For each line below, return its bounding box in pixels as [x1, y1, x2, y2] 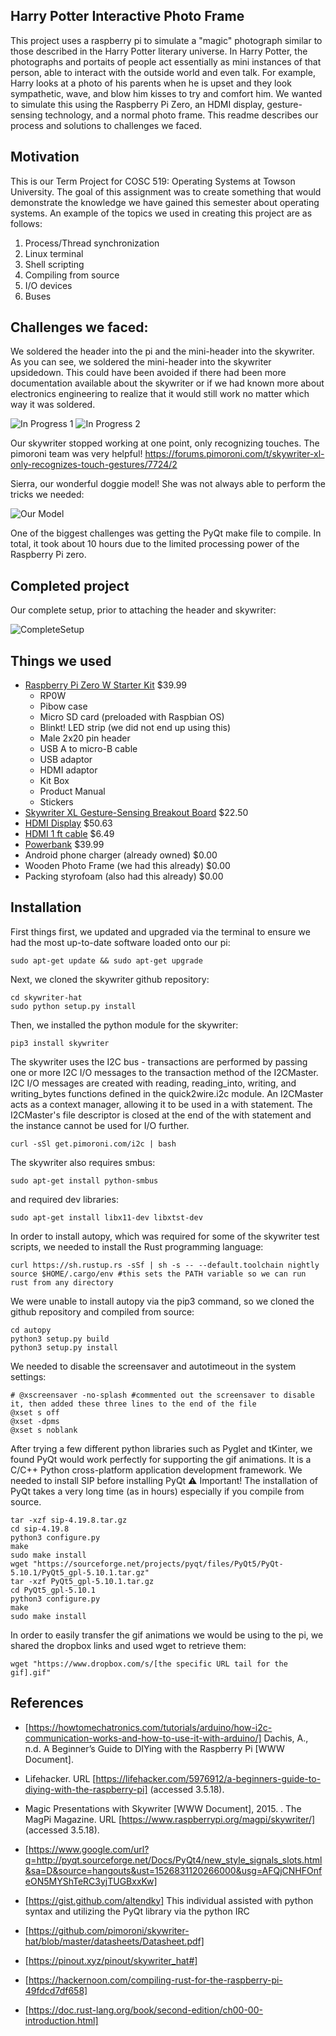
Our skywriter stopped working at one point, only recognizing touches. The [10, 437, 320, 449]
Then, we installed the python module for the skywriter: [10, 1019, 239, 1031]
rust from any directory [10, 1277, 114, 1288]
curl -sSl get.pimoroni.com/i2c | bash [10, 1139, 177, 1149]
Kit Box [39, 775, 70, 787]
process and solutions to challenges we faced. [10, 119, 203, 131]
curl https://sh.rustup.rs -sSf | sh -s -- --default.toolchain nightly [10, 1260, 320, 1270]
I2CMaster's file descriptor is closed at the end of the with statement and [10, 1109, 312, 1121]
